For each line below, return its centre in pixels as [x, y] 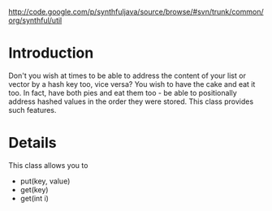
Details [32, 143]
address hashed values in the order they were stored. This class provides [131, 101]
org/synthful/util [35, 20]
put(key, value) [45, 181]
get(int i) [34, 198]
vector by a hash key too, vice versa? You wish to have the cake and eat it [132, 84]
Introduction [51, 53]
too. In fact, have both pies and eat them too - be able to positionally [123, 93]
